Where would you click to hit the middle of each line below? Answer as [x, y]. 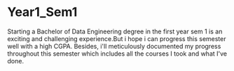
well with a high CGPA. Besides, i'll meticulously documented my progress [114, 46]
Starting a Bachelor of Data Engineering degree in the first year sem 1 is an [115, 31]
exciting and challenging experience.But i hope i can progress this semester [117, 38]
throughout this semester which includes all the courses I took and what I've [117, 54]
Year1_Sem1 [42, 12]
